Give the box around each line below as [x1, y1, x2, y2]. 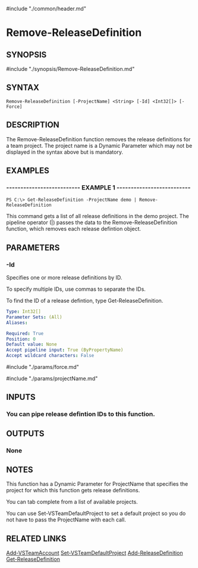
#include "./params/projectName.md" [6, 375, 98, 382]
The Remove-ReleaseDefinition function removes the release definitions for [6, 135, 191, 142]
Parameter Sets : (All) [6, 314, 62, 320]
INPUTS [6, 392, 36, 402]
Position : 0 [6, 336, 36, 342]
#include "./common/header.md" [6, 5, 86, 12]
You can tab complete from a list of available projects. [6, 498, 138, 505]
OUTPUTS [6, 429, 45, 439]
